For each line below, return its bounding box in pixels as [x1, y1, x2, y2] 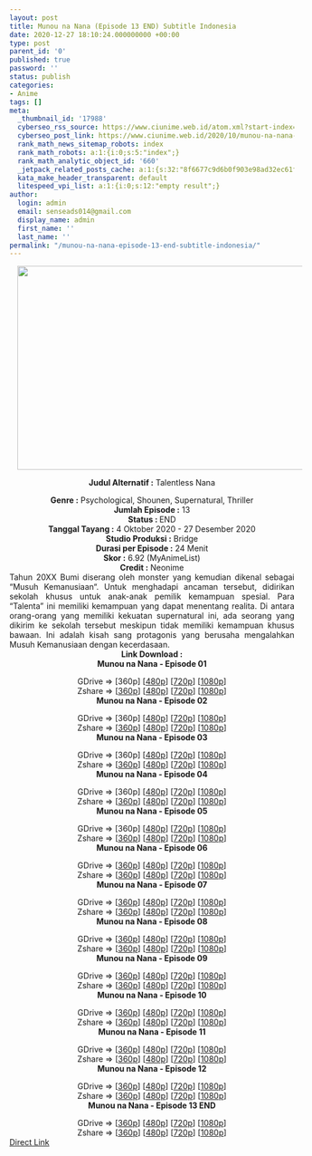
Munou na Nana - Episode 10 [97, 989, 207, 1001]
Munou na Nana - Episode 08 [96, 916, 208, 927]
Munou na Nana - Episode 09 [96, 953, 208, 964]
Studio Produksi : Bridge [105, 534, 199, 544]
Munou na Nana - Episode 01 [97, 659, 207, 670]
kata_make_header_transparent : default [17, 173, 168, 182]
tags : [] [9, 97, 43, 107]
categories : [9, 81, 54, 90]
